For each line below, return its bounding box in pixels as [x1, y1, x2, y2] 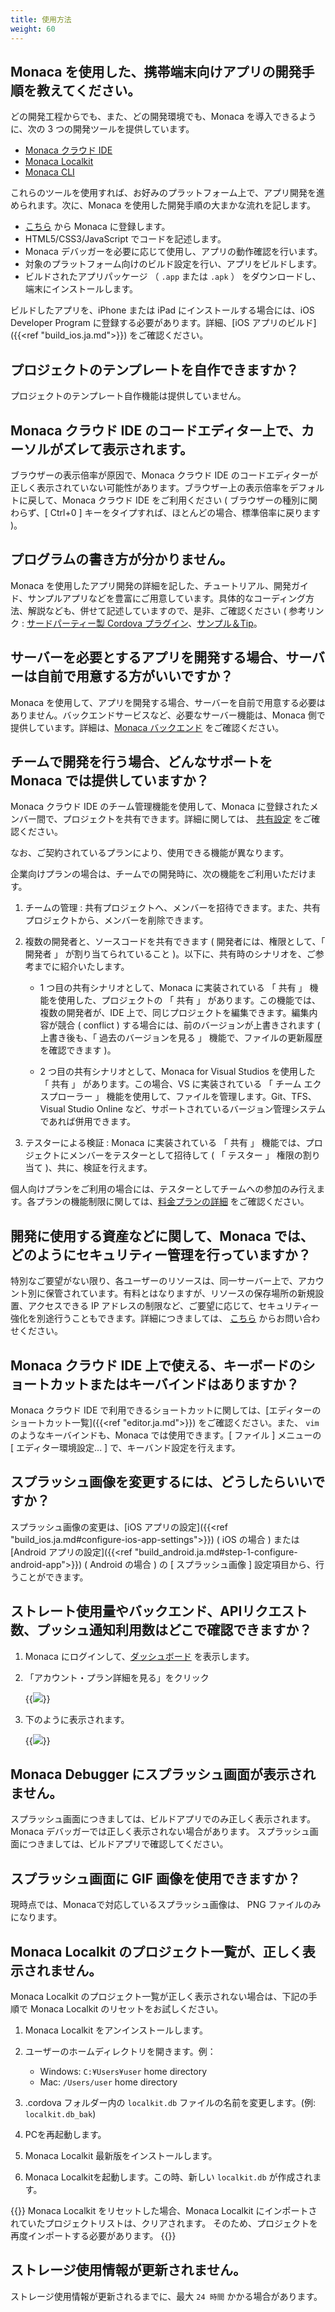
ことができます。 [18, 1571, 89, 1583]
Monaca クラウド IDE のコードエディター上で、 [10, 422, 302, 439]
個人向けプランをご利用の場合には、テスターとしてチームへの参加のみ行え [10, 1183, 317, 1195]
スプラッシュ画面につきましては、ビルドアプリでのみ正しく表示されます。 [10, 1813, 316, 1825]
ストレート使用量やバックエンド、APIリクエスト [10, 1603, 308, 1620]
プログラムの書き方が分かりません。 [10, 551, 233, 568]
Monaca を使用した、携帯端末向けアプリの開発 [10, 63, 302, 80]
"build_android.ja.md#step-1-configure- [134, 1546, 298, 1558]
